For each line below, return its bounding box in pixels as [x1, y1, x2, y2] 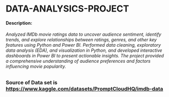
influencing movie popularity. [6, 63, 66, 69]
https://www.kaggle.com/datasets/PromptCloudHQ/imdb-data [6, 85, 163, 92]
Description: [6, 20, 32, 26]
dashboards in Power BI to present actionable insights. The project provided [6, 53, 164, 59]
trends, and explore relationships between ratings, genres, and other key [6, 37, 157, 43]
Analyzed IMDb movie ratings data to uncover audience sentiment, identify [6, 31, 161, 38]
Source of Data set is [6, 79, 57, 86]
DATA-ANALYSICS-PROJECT [6, 3, 130, 15]
